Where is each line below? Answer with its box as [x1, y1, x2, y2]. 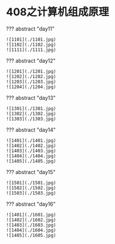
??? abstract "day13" [6, 94, 56, 101]
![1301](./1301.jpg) [6, 105, 57, 112]
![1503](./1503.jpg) [6, 190, 57, 196]
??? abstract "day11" [6, 25, 55, 32]
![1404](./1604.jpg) [6, 227, 57, 233]
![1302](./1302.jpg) [6, 111, 57, 116]
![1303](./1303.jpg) [6, 116, 57, 122]
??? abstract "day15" [6, 168, 56, 175]
